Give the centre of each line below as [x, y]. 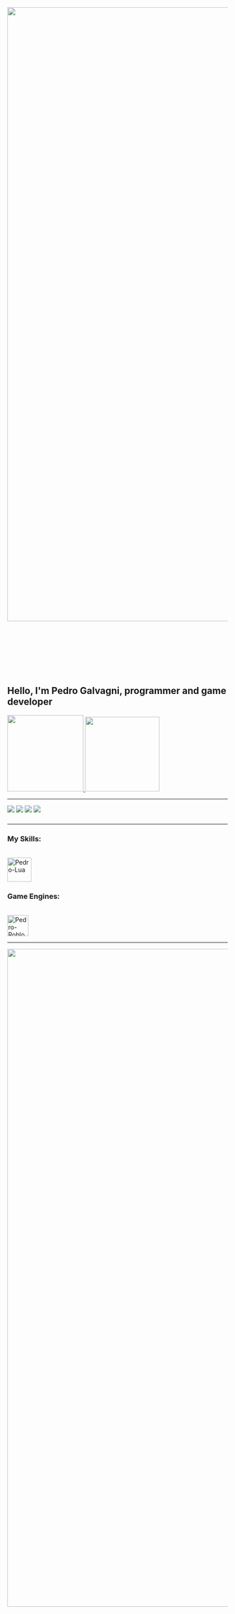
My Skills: [24, 839]
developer [30, 702]
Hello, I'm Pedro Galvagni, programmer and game [117, 691]
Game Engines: [34, 896]
